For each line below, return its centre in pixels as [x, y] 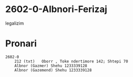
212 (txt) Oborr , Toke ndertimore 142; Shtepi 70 [71, 61]
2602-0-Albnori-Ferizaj [56, 9]
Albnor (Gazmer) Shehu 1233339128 [51, 66]
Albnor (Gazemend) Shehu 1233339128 [53, 70]
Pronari [21, 44]
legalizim [15, 23]
